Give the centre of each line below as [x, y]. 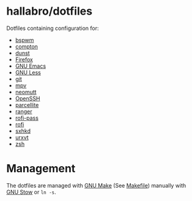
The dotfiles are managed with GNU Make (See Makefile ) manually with [96, 185]
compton [27, 46]
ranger [24, 111]
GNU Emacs [31, 66]
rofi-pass [27, 118]
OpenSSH [28, 98]
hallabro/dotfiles [50, 11]
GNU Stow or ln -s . [31, 192]
